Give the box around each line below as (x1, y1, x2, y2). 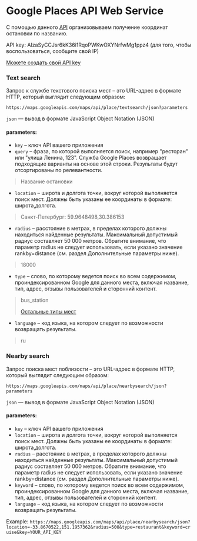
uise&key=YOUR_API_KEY (6, 529, 62, 535)
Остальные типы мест (20, 308, 76, 315)
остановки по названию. (6, 29, 68, 37)
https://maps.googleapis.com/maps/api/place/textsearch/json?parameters (6, 105, 188, 111)
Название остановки (20, 178, 73, 185)
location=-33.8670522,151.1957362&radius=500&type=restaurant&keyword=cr (6, 524, 191, 530)
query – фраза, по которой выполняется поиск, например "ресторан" (14, 148, 188, 155)
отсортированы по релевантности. (14, 167, 103, 174)
